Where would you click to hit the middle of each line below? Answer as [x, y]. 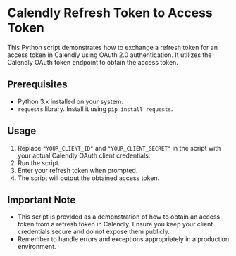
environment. [37, 247]
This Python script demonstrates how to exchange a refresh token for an [113, 47]
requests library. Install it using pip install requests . [95, 109]
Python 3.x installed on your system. [70, 101]
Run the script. [39, 162]
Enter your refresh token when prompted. [77, 170]
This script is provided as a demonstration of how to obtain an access [119, 217]
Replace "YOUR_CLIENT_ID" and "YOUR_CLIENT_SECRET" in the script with [119, 148]
